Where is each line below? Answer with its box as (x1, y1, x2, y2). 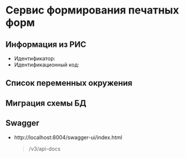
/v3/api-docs (28, 145, 61, 152)
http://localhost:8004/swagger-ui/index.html (14, 133, 123, 141)
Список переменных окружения (5, 78, 133, 88)
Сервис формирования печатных (5, 4, 179, 17)
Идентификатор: (14, 55, 55, 62)
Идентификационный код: (14, 61, 80, 68)
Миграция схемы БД (5, 98, 87, 108)
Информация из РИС (5, 39, 87, 49)
